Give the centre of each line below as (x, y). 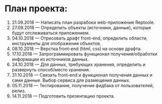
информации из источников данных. (50, 59)
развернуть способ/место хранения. (51, 69)
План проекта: (36, 9)
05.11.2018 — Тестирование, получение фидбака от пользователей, (83, 85)
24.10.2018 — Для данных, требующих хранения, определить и (79, 64)
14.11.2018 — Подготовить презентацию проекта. (63, 96)
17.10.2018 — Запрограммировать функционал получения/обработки (84, 54)
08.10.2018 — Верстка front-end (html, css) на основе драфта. (77, 49)
